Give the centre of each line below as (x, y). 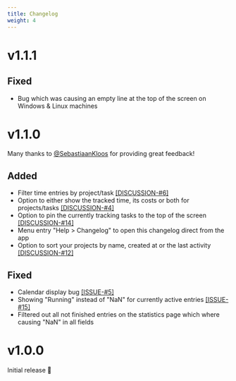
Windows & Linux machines (57, 106)
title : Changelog (33, 14)
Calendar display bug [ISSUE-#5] (66, 292)
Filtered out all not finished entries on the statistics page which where (119, 315)
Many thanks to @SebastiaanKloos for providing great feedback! (101, 154)
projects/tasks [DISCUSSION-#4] (66, 208)
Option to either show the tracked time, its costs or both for (104, 200)
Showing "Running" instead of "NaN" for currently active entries (111, 300)
